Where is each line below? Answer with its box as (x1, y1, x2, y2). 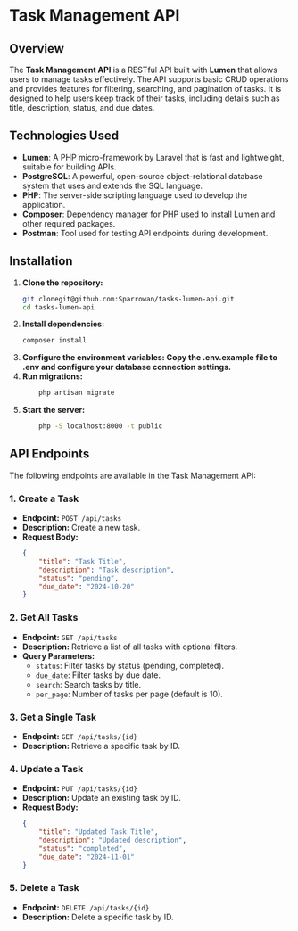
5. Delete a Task (9, 882, 80, 894)
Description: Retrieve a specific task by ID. (21, 740, 181, 751)
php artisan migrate (38, 389, 115, 398)
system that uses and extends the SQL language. (21, 180, 203, 191)
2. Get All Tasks (9, 612, 79, 624)
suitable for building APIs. (21, 161, 117, 172)
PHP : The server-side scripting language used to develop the (21, 189, 248, 201)
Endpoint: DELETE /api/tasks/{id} (21, 902, 150, 912)
